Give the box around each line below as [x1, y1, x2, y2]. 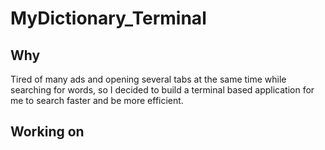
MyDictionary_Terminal [10, 7, 207, 30]
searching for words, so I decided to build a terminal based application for [10, 84, 315, 96]
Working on [10, 123, 85, 141]
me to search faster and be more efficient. [10, 95, 184, 106]
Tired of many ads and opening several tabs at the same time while [10, 73, 287, 85]
